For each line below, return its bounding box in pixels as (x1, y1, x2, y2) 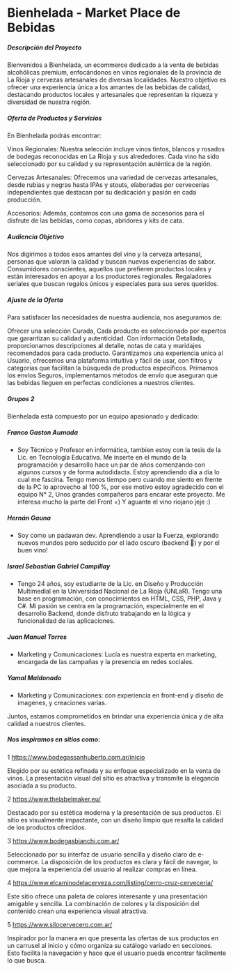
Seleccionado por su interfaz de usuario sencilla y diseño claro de (7, 850, 197, 859)
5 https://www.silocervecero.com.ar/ (7, 920, 113, 928)
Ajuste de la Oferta (7, 295, 64, 304)
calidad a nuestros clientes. (7, 719, 86, 728)
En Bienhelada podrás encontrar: (7, 131, 102, 140)
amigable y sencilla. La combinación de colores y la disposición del (7, 899, 200, 908)
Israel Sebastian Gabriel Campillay (7, 562, 111, 570)
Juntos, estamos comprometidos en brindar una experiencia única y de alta (7, 712, 224, 720)
